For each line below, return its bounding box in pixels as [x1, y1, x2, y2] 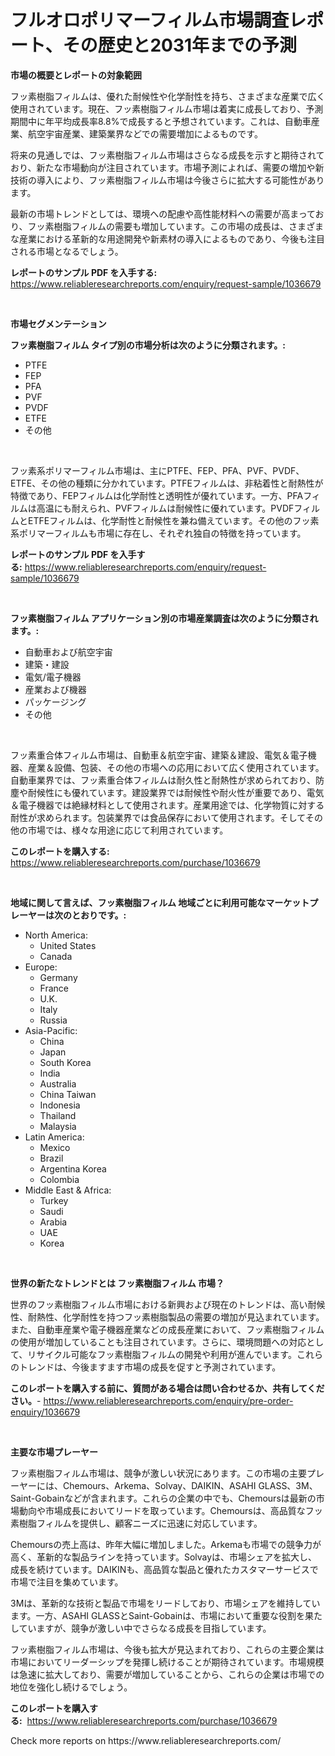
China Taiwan [39, 1088, 97, 1100]
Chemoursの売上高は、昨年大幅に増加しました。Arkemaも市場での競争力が [10, 1538, 322, 1550]
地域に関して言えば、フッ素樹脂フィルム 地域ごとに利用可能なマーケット [10, 896, 310, 908]
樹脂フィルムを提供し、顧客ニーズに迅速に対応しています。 [18, 1517, 263, 1529]
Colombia [39, 1173, 80, 1185]
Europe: [24, 961, 58, 973]
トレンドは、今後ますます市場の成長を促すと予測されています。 [18, 1361, 282, 1373]
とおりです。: [71, 909, 127, 921]
